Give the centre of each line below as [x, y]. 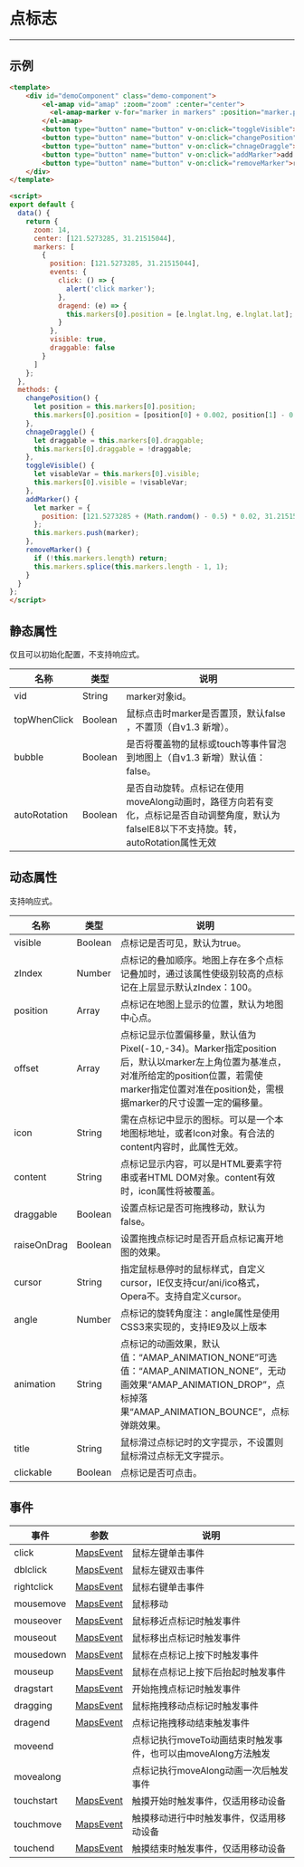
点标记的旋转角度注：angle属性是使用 [200, 1313]
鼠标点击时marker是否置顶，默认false [206, 713]
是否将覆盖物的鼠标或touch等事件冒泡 [206, 743]
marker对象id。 [159, 696]
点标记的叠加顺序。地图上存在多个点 [198, 960]
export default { [42, 205]
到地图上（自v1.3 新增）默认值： [196, 757]
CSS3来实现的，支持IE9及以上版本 [194, 1326]
